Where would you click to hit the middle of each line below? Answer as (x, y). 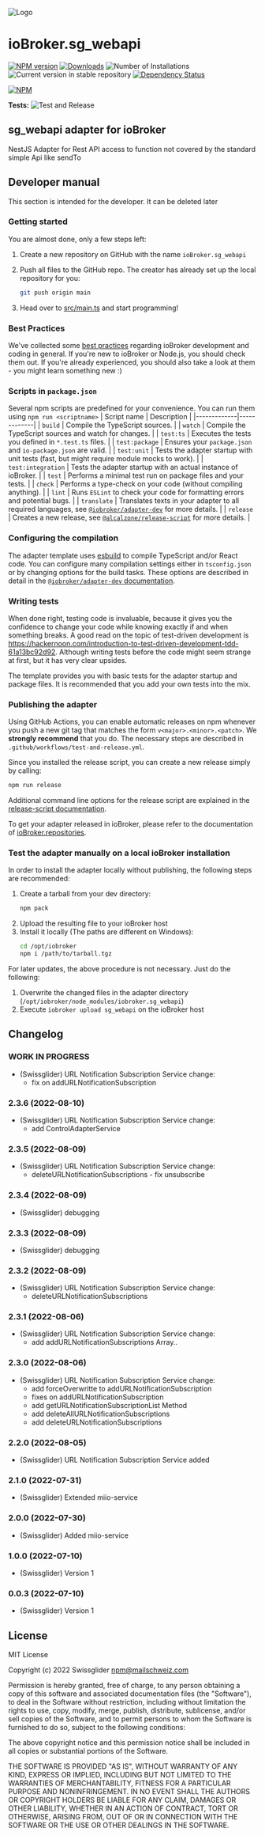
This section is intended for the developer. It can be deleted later (113, 201)
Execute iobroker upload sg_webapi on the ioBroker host (112, 1009)
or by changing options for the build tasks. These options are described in (128, 572)
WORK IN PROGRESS (49, 1057)
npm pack (34, 909)
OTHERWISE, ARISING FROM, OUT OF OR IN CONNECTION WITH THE (123, 1817)
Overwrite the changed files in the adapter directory (104, 993)
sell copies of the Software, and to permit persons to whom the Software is (130, 1719)
